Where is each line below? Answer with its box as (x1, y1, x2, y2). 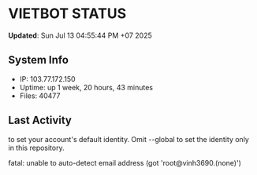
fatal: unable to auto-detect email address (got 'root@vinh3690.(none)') (8, 158, 242, 167)
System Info (8, 53, 69, 67)
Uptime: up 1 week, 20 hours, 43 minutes (19, 82, 154, 92)
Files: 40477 (19, 91, 61, 100)
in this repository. (8, 143, 65, 152)
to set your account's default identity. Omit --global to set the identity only (8, 134, 250, 144)
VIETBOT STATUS (8, 5, 127, 23)
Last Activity (8, 114, 73, 127)
